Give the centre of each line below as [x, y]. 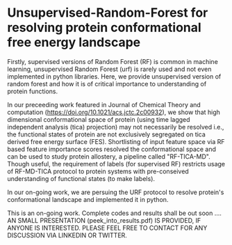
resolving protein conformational [104, 27]
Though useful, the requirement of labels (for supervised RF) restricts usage [116, 164]
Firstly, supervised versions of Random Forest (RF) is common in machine [113, 61]
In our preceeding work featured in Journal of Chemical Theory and [104, 104]
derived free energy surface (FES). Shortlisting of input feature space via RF [116, 141]
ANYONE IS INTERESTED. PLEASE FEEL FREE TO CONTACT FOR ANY [107, 228]
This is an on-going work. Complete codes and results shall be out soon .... [115, 213]
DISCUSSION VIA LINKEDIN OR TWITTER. [67, 235]
